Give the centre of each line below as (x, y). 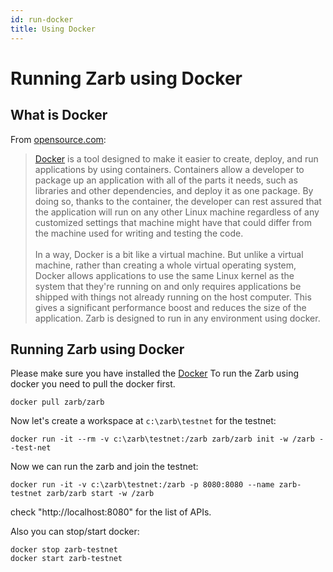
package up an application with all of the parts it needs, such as (166, 180)
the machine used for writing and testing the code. (139, 233)
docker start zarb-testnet (66, 559)
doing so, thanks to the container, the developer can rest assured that (178, 201)
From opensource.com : (58, 139)
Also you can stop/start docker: (75, 532)
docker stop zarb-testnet (64, 550)
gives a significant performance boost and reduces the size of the (170, 307)
